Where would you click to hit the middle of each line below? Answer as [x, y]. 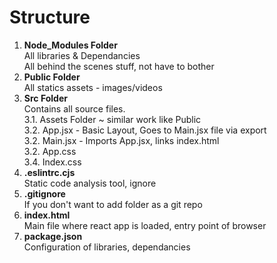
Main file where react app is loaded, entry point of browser [145, 225]
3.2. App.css [50, 151]
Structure [50, 17]
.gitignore [44, 193]
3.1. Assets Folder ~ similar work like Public [112, 119]
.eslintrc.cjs [49, 172]
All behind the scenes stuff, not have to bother [119, 66]
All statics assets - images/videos [93, 87]
